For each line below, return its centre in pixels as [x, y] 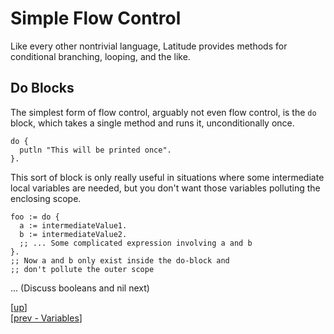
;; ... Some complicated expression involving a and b [136, 243]
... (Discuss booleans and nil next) [80, 288]
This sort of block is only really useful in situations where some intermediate [167, 177]
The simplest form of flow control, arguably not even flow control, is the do [163, 112]
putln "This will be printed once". [95, 150]
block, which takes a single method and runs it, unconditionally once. [152, 123]
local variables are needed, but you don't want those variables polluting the [165, 188]
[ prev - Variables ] [46, 318]
